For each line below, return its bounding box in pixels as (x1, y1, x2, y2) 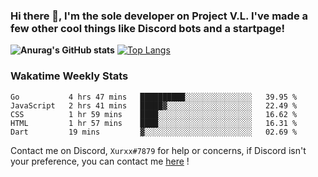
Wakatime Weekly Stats (10, 69, 129, 83)
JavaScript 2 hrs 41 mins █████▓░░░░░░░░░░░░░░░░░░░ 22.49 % (10, 100, 298, 111)
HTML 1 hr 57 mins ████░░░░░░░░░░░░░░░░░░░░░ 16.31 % (10, 118, 298, 128)
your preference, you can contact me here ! (10, 155, 190, 167)
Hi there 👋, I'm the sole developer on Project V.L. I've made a (10, 9, 309, 23)
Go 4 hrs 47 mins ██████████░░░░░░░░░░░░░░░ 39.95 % (10, 92, 298, 102)
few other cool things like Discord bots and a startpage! (10, 21, 286, 35)
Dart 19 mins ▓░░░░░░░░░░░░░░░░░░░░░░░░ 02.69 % (10, 127, 298, 137)
